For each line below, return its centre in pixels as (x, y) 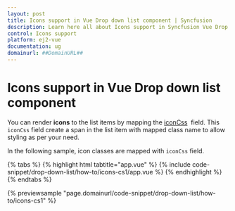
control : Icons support (42, 33)
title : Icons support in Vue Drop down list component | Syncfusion (110, 20)
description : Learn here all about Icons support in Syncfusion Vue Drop (118, 27)
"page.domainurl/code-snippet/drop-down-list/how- (139, 193)
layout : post (26, 14)
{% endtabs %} (30, 179)
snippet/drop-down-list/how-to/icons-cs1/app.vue (80, 172)
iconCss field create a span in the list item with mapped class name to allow (116, 129)
